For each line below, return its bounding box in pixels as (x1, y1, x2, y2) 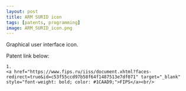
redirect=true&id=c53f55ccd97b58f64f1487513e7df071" (6, 74, 139, 80)
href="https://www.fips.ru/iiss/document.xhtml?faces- (14, 69, 152, 75)
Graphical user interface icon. (6, 41, 79, 48)
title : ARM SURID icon (6, 14, 62, 20)
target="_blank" (141, 74, 181, 80)
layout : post (6, 8, 38, 15)
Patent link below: (6, 52, 50, 59)
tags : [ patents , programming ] (6, 19, 81, 25)
